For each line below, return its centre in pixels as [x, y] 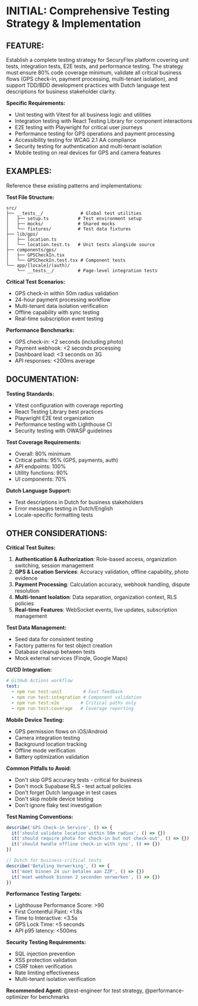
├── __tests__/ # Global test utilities [74, 213]
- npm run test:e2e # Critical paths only [74, 703]
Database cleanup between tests [55, 652]
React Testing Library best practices [59, 412]
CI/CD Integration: [29, 670]
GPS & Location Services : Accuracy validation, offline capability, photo [102, 572]
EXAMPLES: [29, 171]
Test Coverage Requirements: [44, 442]
